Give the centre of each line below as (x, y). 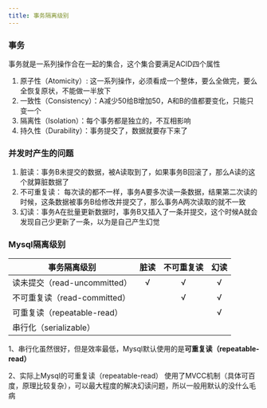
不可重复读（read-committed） (71, 297)
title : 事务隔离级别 (39, 16)
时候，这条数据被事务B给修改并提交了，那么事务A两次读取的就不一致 (133, 202)
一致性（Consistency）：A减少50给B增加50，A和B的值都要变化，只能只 (137, 100)
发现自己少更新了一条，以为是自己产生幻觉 (90, 222)
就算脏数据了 (48, 182)
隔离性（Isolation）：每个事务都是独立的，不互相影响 (105, 120)
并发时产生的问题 (41, 153)
